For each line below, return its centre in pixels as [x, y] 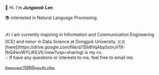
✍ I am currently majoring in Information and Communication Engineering [80, 35]
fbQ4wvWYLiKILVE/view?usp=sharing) [45, 52]
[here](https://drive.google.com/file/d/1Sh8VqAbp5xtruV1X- [65, 47]
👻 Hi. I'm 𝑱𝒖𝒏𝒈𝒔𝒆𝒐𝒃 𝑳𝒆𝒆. [30, 8]
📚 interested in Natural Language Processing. [52, 18]
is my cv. [94, 52]
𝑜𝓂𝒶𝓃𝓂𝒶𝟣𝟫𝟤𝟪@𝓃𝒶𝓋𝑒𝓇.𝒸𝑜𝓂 [30, 67]
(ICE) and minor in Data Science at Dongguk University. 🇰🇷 [65, 41]
